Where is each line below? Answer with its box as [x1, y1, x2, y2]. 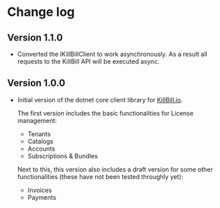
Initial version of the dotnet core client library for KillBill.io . [17, 95, 183, 104]
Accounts [27, 144, 56, 153]
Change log [7, 4, 75, 20]
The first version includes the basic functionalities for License [17, 108, 194, 117]
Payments [27, 193, 57, 201]
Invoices [27, 186, 52, 194]
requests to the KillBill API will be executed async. [17, 57, 160, 66]
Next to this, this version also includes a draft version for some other [17, 165, 213, 173]
